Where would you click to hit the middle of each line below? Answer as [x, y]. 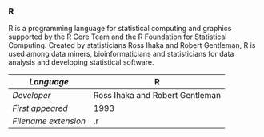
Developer [32, 96]
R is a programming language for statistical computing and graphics [120, 29]
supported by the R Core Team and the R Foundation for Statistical [118, 37]
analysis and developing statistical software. [81, 62]
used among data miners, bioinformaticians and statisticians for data [121, 54]
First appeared [40, 108]
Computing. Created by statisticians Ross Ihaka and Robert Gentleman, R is [132, 45]
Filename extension [49, 121]
